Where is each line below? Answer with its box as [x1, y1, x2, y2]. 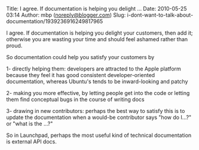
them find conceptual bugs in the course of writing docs [6, 96, 145, 103]
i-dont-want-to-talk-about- [127, 11, 194, 19]
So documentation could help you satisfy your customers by [6, 54, 155, 60]
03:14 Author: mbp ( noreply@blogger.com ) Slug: [6, 11, 126, 19]
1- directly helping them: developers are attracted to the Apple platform [6, 65, 181, 72]
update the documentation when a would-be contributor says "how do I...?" [6, 114, 192, 121]
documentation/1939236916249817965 [6, 18, 103, 25]
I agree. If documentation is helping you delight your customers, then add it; [6, 29, 193, 36]
